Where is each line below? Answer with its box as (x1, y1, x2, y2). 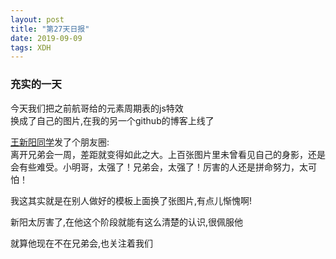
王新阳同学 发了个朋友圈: (10, 136, 110, 148)
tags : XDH (10, 42, 52, 53)
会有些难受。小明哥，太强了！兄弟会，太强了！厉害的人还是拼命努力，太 (10, 161, 308, 173)
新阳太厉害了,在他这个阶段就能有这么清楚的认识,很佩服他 (10, 216, 244, 228)
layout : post (10, 14, 65, 25)
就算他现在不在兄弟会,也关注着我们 (10, 237, 154, 249)
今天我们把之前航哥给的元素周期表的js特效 (10, 102, 184, 114)
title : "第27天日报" (10, 24, 90, 34)
